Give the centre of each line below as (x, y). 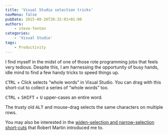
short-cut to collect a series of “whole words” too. (57, 87)
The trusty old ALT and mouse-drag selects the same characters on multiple (84, 107)
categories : (18, 33)
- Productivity (30, 47)
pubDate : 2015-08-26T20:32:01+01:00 (44, 19)
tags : (11, 43)
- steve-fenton (30, 29)
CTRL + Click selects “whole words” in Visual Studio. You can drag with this (83, 82)
